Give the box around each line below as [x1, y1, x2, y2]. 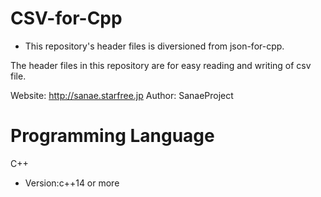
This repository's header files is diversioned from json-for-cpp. [24, 40, 285, 52]
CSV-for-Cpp [10, 7, 123, 30]
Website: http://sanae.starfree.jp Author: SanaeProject [10, 89, 234, 101]
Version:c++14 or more [24, 177, 120, 189]
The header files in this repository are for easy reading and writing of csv [10, 59, 312, 71]
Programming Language [10, 125, 215, 147]
